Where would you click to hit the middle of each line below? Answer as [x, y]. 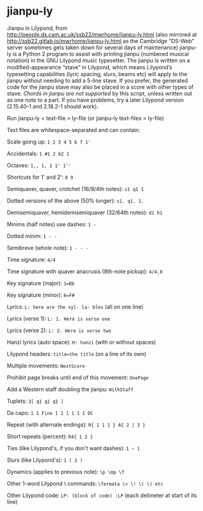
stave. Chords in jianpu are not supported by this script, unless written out [100, 93]
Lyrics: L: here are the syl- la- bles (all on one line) [75, 307]
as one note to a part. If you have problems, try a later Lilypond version [95, 100]
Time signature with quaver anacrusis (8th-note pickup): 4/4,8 [85, 271]
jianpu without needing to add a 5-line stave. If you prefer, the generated [98, 80]
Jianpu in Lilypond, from [37, 28]
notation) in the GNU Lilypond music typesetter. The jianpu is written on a [98, 60]
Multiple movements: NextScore [46, 366]
